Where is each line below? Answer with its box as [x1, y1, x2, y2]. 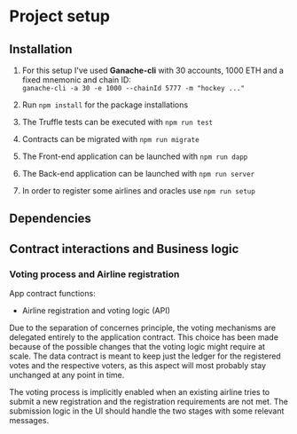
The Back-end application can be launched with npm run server [21, 169, 255, 178]
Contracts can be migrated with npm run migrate [21, 134, 199, 144]
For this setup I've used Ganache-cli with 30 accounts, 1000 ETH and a [21, 65, 284, 75]
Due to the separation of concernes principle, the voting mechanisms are [9, 322, 277, 334]
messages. [9, 415, 50, 426]
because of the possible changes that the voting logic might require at [9, 342, 266, 352]
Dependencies [9, 211, 91, 226]
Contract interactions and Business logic [9, 241, 239, 256]
